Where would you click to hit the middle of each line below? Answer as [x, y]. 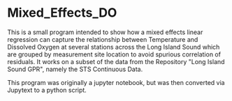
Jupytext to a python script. [47, 90]
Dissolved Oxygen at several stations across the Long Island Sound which [114, 47]
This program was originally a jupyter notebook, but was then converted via [116, 82]
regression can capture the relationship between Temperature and [103, 39]
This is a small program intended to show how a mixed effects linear [105, 32]
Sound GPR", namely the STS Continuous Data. [75, 69]
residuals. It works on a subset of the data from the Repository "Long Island [116, 61]
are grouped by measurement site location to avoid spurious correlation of [114, 54]
